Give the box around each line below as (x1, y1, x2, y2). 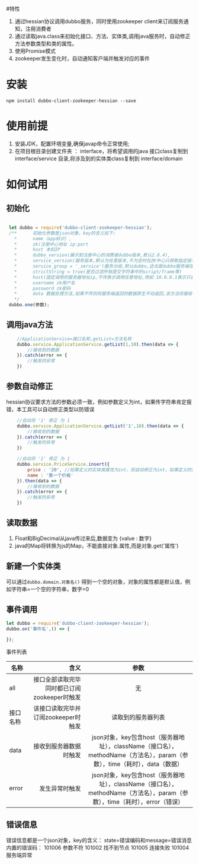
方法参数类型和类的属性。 (14, 40, 78, 47)
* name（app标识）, (14, 236, 72, 242)
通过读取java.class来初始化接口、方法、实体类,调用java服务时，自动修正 (14, 33, 191, 40)
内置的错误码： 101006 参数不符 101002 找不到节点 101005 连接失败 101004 (6, 844, 190, 851)
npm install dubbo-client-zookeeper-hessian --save (6, 97, 136, 104)
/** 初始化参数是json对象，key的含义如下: (8, 230, 116, 236)
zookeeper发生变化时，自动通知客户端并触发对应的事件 (14, 55, 150, 62)
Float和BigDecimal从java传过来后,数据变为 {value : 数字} (14, 535, 152, 542)
